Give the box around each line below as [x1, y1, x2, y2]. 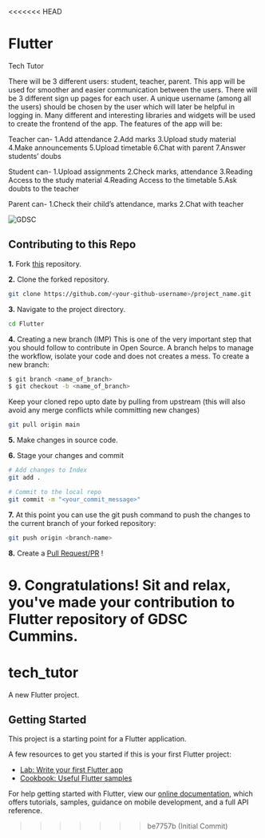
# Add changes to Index [8, 466, 88, 474]
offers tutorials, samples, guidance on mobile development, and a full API [8, 797, 249, 807]
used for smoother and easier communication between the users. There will [8, 85, 258, 94]
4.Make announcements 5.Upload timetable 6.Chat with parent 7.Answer [8, 143, 246, 152]
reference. [8, 806, 42, 816]
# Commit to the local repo [8, 488, 102, 496]
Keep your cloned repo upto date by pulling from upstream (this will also [8, 397, 246, 406]
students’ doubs [8, 151, 61, 160]
